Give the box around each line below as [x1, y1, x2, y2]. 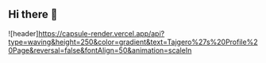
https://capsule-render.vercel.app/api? [38, 28, 165, 38]
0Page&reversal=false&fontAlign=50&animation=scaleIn [8, 45, 192, 55]
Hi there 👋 [8, 8, 58, 21]
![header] [8, 28, 39, 38]
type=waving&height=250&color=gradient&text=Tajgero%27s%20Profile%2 [8, 37, 258, 46]
